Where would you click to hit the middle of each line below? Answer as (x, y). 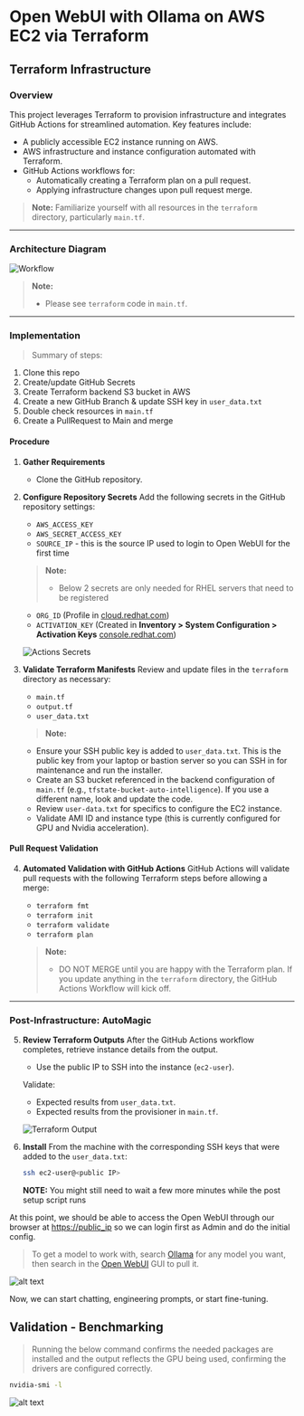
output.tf (55, 707)
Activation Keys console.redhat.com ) (106, 634)
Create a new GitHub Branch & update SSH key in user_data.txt (142, 402)
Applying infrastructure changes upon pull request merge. (144, 190)
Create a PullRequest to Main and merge (98, 421)
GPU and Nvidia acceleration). (92, 827)
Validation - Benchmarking (86, 1327)
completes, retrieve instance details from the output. (120, 1050)
